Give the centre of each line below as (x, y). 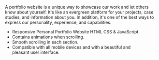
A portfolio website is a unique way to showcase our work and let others (77, 7)
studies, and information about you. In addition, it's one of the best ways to (79, 17)
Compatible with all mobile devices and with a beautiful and (71, 47)
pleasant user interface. (36, 52)
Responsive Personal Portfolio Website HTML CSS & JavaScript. (76, 32)
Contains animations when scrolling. (48, 37)
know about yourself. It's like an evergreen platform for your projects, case (79, 12)
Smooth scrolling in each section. (45, 42)
